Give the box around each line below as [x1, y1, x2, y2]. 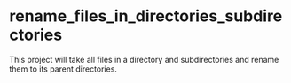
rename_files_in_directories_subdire [9, 6, 283, 26]
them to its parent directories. [9, 64, 118, 74]
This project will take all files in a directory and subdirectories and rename [9, 54, 279, 64]
